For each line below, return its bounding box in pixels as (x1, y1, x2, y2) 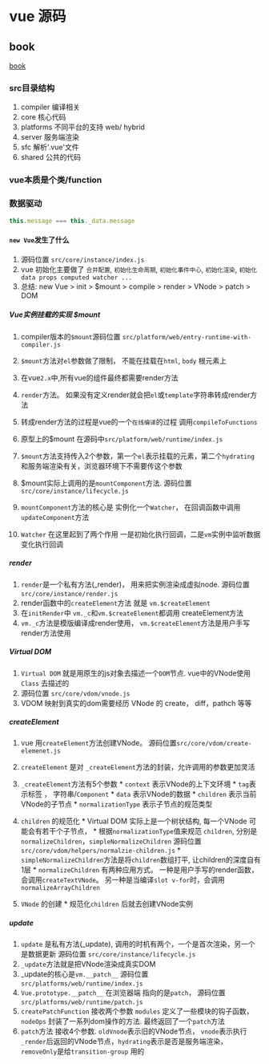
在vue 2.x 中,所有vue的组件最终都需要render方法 (20, 372, 179, 382)
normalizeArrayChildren (20, 884, 101, 892)
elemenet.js (20, 747, 61, 755)
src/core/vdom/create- (176, 740, 252, 748)
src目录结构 (9, 82, 55, 93)
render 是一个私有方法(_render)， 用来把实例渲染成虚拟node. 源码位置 (20, 579, 251, 589)
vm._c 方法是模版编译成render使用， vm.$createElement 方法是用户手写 (20, 618, 251, 627)
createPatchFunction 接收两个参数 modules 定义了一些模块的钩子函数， (20, 1006, 254, 1016)
